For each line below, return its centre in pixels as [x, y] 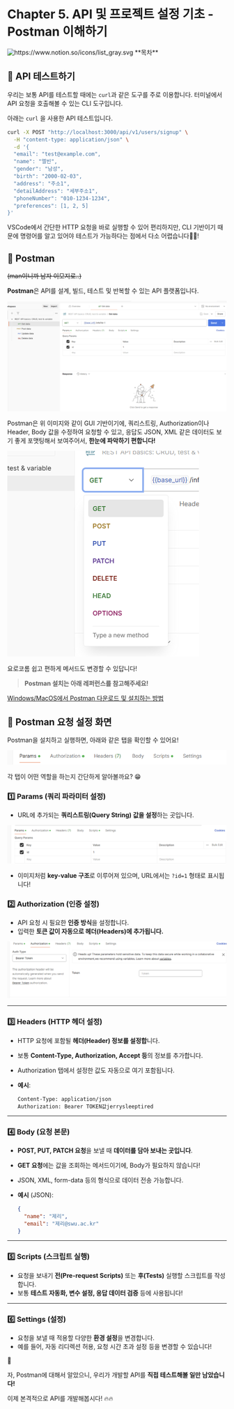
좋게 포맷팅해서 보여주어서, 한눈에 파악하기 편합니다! [85, 441]
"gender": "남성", [39, 169]
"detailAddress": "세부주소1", [56, 191]
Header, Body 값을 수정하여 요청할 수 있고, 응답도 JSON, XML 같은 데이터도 [111, 432]
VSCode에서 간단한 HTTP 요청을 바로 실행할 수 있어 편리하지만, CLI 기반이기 [111, 227]
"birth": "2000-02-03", [48, 176]
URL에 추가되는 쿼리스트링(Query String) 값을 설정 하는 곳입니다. [106, 815]
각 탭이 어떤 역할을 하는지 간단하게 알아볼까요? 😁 [74, 776]
